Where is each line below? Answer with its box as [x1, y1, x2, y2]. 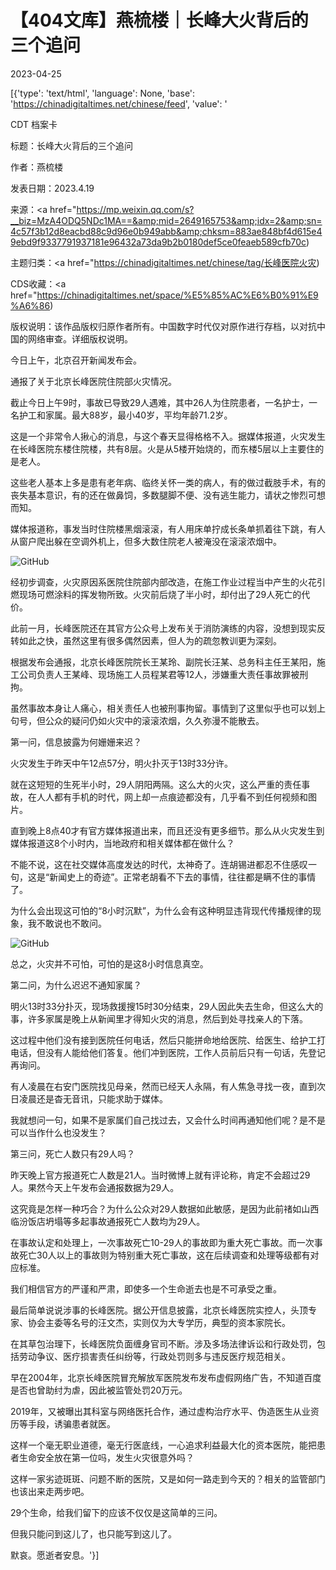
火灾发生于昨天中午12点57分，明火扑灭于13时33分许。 [10, 757, 234, 769]
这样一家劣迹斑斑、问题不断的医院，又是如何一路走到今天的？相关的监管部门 [10, 1472, 326, 1485]
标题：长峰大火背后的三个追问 [10, 139, 133, 151]
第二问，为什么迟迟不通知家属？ [10, 979, 142, 991]
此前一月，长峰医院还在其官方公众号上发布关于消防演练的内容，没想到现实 [10, 622, 317, 634]
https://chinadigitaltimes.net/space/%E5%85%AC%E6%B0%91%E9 [36, 289, 319, 301]
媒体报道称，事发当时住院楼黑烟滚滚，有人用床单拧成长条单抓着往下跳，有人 [10, 522, 326, 535]
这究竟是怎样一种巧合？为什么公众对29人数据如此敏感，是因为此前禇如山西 [10, 1202, 320, 1215]
